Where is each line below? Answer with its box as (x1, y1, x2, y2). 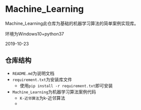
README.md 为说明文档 (12, 70, 55, 76)
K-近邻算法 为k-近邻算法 (19, 95, 66, 101)
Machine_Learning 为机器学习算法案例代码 (12, 89, 96, 95)
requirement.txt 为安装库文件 (12, 76, 72, 82)
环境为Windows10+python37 (5, 31, 65, 37)
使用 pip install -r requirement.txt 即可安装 (19, 82, 113, 88)
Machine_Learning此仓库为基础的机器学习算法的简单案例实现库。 (5, 20, 139, 26)
